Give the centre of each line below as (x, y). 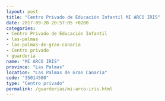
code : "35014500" (28, 78)
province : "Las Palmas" (36, 67)
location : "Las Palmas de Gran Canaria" (57, 72)
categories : (21, 28)
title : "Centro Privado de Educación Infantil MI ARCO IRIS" (83, 17)
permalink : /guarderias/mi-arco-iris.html (59, 89)
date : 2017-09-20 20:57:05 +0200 (47, 23)
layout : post (22, 12)
